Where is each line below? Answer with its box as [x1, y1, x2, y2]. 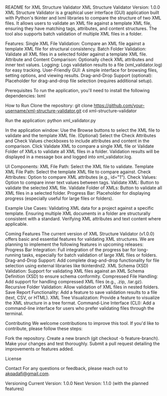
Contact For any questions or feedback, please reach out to [5, 365, 128, 371]
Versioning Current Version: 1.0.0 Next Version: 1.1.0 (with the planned [5, 380, 149, 386]
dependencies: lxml [5, 93, 46, 99]
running [5, 252, 21, 258]
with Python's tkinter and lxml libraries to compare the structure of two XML [5, 15, 161, 21]
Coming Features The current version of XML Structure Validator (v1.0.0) [5, 231, 155, 237]
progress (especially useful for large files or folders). [5, 195, 113, 201]
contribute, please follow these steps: [5, 325, 83, 331]
